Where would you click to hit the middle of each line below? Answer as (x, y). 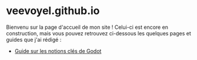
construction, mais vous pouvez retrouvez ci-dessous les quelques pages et (98, 33)
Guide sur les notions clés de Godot (58, 51)
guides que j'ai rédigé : (34, 39)
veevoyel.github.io (53, 11)
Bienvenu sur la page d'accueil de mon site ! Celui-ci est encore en (87, 27)
